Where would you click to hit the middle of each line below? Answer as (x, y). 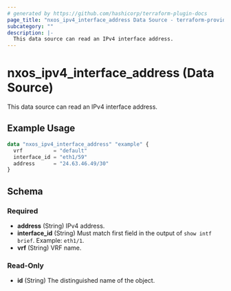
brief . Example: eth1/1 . (51, 240)
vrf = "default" (51, 151)
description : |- (30, 33)
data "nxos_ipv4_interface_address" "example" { (78, 144)
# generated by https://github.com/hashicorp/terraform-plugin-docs (107, 13)
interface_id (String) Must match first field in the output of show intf (114, 233)
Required (23, 211)
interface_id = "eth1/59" (51, 157)
